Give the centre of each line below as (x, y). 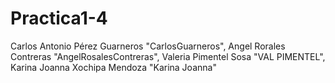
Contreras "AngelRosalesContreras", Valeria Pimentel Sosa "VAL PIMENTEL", (168, 56)
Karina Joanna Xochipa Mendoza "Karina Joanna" (113, 67)
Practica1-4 (59, 18)
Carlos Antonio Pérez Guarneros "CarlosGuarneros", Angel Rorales (148, 46)
